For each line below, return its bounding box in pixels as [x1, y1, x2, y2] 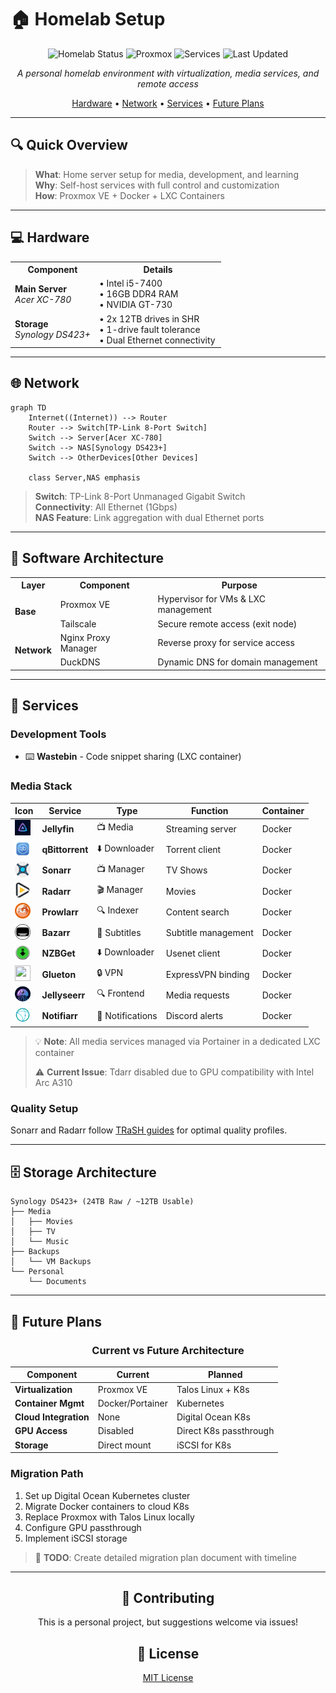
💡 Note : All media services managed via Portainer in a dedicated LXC [34, 1036, 321, 1048]
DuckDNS [59, 656, 101, 668]
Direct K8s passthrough [176, 1425, 275, 1437]
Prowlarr [41, 906, 79, 918]
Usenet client [165, 947, 221, 960]
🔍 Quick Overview [10, 137, 128, 154]
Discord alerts [165, 1010, 224, 1022]
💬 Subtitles [96, 927, 142, 939]
